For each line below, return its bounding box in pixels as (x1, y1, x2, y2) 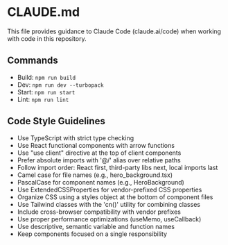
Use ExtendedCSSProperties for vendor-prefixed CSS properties (17, 185, 202, 194)
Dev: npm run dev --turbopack (17, 81, 104, 89)
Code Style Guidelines (7, 115, 105, 127)
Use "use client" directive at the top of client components (17, 149, 182, 157)
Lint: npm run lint (17, 95, 69, 103)
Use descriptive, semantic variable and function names (17, 222, 175, 230)
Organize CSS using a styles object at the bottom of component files (17, 192, 213, 201)
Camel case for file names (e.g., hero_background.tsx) (17, 171, 173, 179)
